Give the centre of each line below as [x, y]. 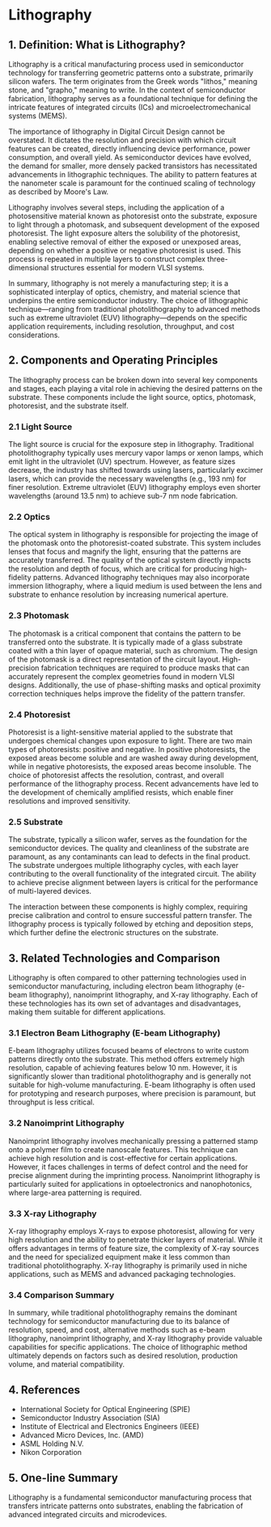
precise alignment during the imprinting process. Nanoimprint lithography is [134, 1175]
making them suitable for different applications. [87, 1012]
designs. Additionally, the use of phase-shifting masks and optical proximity [135, 685]
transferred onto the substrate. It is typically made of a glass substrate [125, 642]
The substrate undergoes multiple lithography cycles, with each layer [123, 866]
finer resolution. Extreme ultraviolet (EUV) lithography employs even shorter [135, 487]
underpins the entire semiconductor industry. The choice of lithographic [128, 300]
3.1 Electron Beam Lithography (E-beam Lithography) [114, 1033]
